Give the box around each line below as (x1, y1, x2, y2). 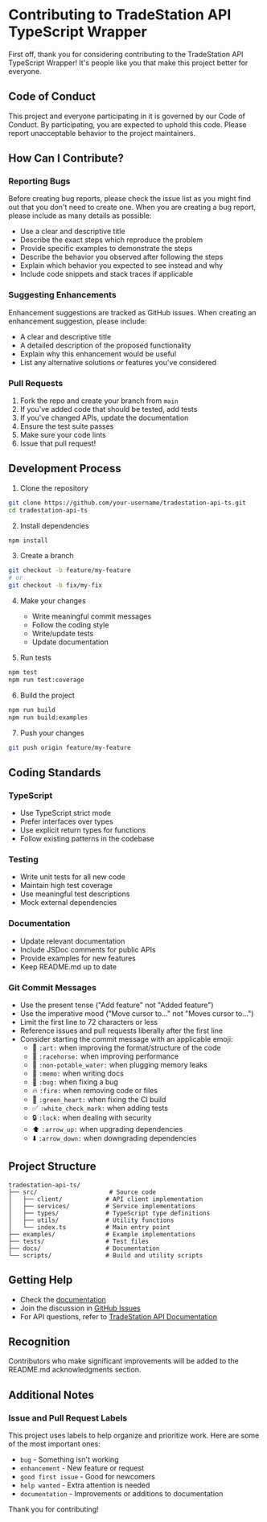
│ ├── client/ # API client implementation (8, 1195, 203, 1203)
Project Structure (8, 1160, 97, 1174)
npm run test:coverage (8, 676, 84, 684)
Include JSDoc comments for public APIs (19, 944, 156, 954)
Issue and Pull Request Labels (8, 1412, 128, 1423)
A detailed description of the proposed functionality (19, 340, 191, 350)
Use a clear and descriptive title (19, 227, 126, 237)
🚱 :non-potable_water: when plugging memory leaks (31, 1060, 207, 1070)
